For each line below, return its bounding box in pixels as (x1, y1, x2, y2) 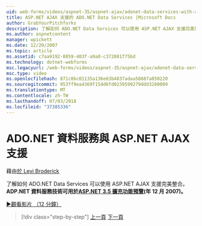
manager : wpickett (6, 37, 52, 43)
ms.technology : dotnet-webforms (6, 59, 87, 65)
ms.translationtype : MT (6, 87, 66, 93)
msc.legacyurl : (6, 64, 44, 71)
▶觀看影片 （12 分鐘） (6, 201, 62, 208)
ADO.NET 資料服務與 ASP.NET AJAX (6, 132, 191, 145)
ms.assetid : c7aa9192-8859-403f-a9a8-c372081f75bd (6, 53, 136, 60)
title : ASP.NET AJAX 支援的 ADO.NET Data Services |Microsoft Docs (6, 14, 176, 20)
